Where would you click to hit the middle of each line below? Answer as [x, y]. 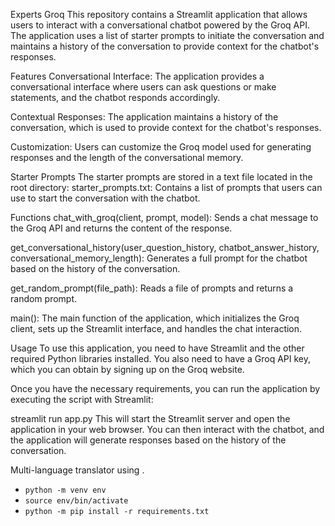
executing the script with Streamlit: [82, 399]
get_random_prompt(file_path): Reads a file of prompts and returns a [152, 288]
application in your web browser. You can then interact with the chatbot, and [167, 429]
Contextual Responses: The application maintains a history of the [144, 117]
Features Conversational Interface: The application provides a [137, 76]
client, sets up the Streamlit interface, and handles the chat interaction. [156, 328]
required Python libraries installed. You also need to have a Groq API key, [160, 358]
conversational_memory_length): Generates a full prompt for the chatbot [159, 258]
